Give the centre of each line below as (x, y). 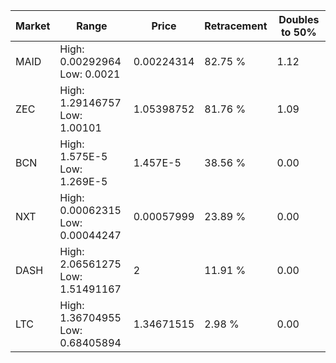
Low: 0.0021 (90, 74)
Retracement (236, 26)
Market (33, 26)
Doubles (299, 19)
